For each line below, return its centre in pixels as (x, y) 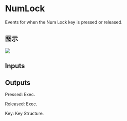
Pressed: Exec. (20, 94)
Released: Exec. (21, 104)
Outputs (18, 83)
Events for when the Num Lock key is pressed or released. (64, 22)
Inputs (15, 66)
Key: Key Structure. (24, 113)
